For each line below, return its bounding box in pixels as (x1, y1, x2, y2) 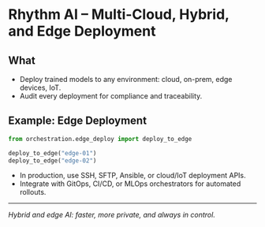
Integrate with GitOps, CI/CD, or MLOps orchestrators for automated (19, 179, 241, 188)
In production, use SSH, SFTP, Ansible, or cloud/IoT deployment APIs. (19, 171, 246, 180)
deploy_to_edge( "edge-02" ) (8, 156, 97, 165)
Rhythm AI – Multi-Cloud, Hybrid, (8, 6, 230, 24)
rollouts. (19, 188, 47, 197)
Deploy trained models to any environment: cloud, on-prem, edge (19, 75, 233, 84)
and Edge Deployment (8, 22, 156, 40)
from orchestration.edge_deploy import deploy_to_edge (8, 135, 192, 143)
